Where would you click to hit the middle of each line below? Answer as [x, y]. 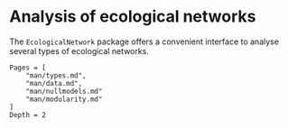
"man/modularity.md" [64, 99]
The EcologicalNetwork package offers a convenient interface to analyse [144, 41]
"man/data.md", [54, 83]
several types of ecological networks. [79, 50]
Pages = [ [28, 68]
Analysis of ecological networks [133, 17]
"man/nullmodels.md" [64, 91]
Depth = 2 [28, 114]
